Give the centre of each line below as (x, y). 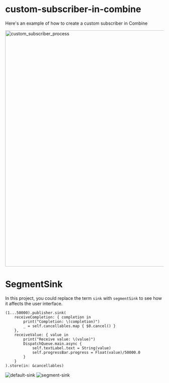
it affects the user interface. (34, 303)
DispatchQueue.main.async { (53, 344)
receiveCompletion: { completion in (53, 317)
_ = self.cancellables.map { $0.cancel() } (69, 326)
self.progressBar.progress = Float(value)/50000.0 (86, 352)
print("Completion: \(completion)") (62, 322)
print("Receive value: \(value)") (59, 339)
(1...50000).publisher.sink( (36, 313)
